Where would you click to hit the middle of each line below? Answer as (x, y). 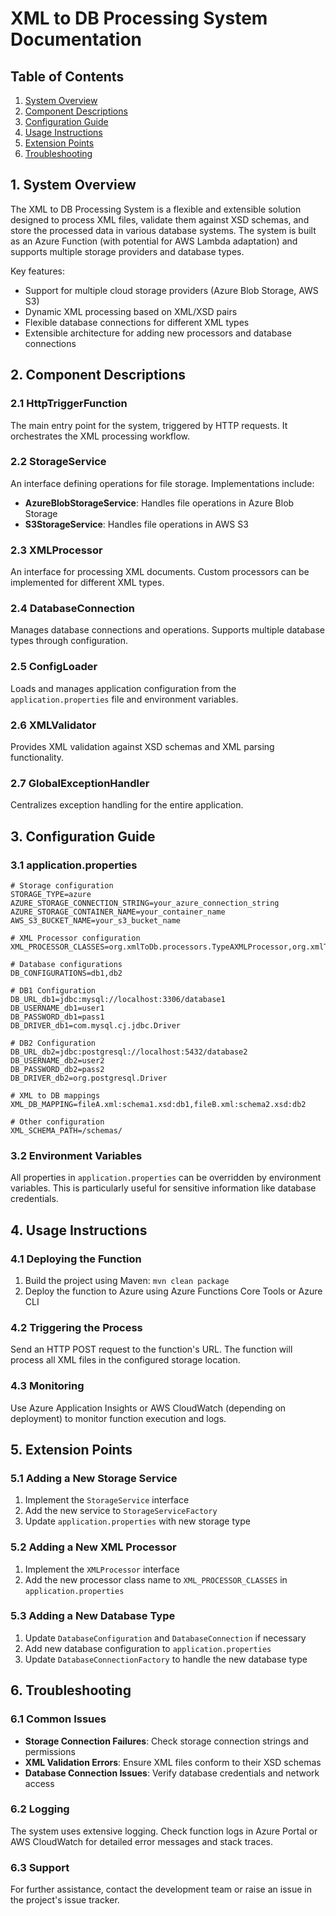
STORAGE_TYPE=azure (51, 894)
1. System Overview (73, 185)
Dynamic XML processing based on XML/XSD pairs (131, 311)
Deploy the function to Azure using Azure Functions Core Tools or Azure (173, 1291)
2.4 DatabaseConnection (72, 609)
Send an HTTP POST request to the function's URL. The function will (151, 1349)
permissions (50, 1751)
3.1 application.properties (74, 865)
